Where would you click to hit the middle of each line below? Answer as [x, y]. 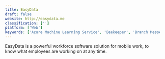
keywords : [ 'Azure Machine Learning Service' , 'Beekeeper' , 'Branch [77, 32]
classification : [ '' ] [27, 23]
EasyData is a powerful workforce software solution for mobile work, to [77, 46]
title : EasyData [22, 10]
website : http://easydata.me [35, 19]
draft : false [18, 14]
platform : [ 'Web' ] [24, 28]
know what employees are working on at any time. [56, 51]
